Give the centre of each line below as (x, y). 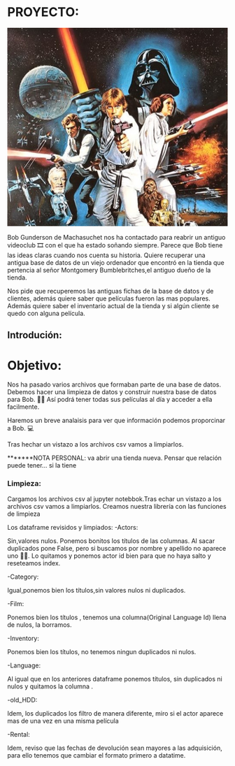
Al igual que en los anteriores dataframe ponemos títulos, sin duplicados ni (115, 679)
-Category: (23, 577)
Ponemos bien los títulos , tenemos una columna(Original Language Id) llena (117, 617)
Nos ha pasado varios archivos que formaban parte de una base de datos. (114, 384)
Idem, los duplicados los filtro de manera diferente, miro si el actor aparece (115, 713)
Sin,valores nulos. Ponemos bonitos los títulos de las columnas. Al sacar (111, 541)
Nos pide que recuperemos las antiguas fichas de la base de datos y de (111, 291)
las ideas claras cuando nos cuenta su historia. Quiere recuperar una (106, 255)
